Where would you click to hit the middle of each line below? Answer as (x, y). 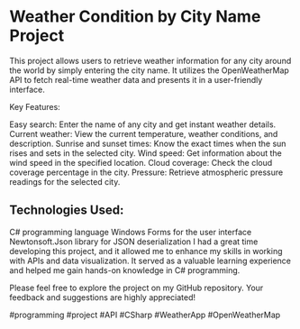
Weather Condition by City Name (135, 17)
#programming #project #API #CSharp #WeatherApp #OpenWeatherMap (145, 315)
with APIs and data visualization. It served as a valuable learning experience (150, 260)
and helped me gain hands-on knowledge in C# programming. (125, 270)
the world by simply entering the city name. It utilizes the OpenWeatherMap (150, 70)
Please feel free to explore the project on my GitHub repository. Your (136, 288)
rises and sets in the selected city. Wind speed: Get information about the (145, 153)
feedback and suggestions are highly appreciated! (103, 297)
